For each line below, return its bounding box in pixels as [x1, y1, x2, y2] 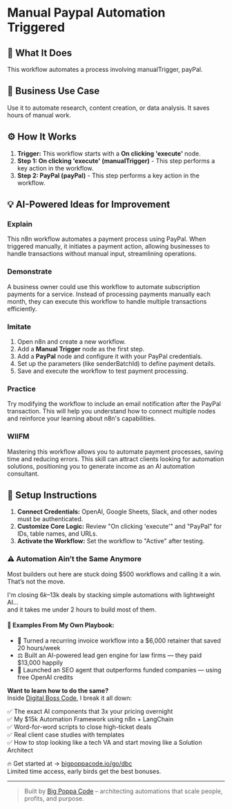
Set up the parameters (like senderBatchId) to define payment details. [17, 359, 216, 367]
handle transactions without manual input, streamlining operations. [7, 250, 197, 258]
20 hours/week [17, 643, 61, 652]
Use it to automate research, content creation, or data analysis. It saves [7, 104, 210, 112]
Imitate [7, 322, 32, 331]
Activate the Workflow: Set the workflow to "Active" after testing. [17, 537, 205, 545]
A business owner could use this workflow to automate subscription [7, 282, 200, 291]
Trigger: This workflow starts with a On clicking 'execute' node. [17, 149, 202, 157]
